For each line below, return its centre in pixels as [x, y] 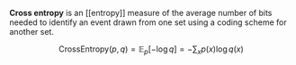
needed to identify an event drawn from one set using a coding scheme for [148, 22]
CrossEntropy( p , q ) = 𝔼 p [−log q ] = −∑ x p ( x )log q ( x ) [151, 50]
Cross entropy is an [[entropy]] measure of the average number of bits [141, 13]
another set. [31, 32]
